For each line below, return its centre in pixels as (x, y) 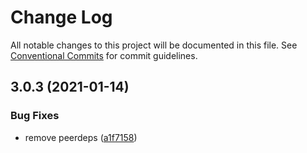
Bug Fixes (35, 116)
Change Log (61, 17)
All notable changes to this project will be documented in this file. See (154, 45)
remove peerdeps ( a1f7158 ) (81, 137)
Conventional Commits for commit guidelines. (104, 55)
